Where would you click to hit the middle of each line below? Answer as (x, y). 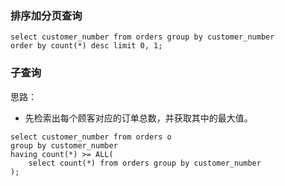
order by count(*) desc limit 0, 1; (86, 46)
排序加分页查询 (46, 15)
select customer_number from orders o (91, 137)
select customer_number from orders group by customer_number (142, 37)
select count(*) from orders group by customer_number (145, 163)
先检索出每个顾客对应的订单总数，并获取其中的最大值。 (138, 118)
